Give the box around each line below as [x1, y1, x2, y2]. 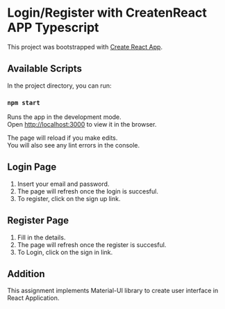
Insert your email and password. [17, 180, 110, 188]
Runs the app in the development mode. [7, 113, 122, 121]
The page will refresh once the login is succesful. [17, 187, 158, 196]
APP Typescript [7, 19, 99, 35]
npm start [7, 99, 40, 106]
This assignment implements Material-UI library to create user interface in [7, 287, 219, 295]
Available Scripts [7, 63, 82, 74]
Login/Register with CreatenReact [7, 5, 207, 21]
